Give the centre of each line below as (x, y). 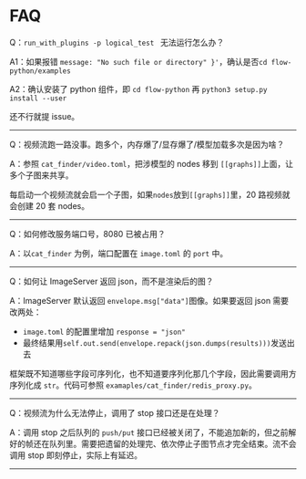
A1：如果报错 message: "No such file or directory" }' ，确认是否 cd (138, 61)
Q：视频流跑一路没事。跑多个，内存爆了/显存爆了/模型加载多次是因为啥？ (147, 144)
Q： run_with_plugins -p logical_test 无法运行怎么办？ (117, 42)
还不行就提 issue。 (45, 116)
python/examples (40, 71)
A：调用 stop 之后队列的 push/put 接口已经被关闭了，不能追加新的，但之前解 (153, 432)
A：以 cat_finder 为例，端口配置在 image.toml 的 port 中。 (119, 253)
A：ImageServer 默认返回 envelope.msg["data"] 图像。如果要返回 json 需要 (149, 300)
